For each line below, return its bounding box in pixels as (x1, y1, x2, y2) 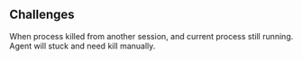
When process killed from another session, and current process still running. (9, 30, 294, 41)
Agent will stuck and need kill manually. (9, 40, 156, 51)
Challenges (9, 7, 75, 22)
